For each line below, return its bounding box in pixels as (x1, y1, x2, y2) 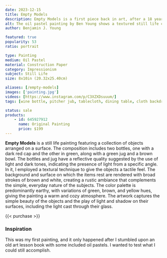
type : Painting (5, 53, 37, 58)
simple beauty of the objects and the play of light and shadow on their (5, 198, 149, 204)
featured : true (5, 35, 37, 40)
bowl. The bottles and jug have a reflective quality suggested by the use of (5, 156, 158, 162)
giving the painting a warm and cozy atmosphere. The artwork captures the (5, 192, 160, 199)
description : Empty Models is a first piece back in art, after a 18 (5, 16, 153, 21)
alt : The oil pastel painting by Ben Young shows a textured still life (5, 21, 159, 26)
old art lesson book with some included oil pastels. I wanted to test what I (5, 242, 156, 248)
